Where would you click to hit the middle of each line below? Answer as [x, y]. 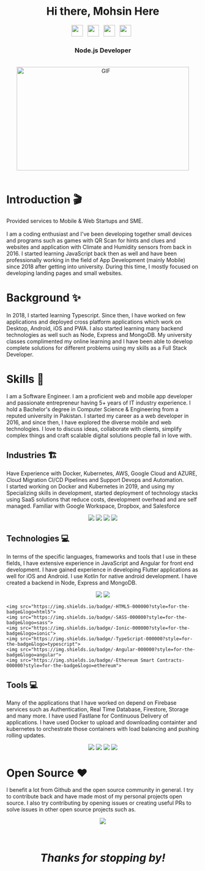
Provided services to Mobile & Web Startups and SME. [75, 221]
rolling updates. [26, 735]
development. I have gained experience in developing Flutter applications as [102, 570]
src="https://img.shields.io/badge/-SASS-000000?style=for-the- [104, 617]
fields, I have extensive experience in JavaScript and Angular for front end [100, 563]
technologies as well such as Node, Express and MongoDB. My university [99, 335]
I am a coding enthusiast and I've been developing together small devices [99, 234]
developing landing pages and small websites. [65, 273]
